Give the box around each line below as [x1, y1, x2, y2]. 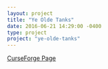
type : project [7, 29, 48, 36]
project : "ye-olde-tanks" [7, 36, 80, 42]
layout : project [7, 10, 53, 17]
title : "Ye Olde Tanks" [7, 16, 75, 23]
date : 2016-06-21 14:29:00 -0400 [7, 23, 102, 29]
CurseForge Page [7, 54, 56, 62]
